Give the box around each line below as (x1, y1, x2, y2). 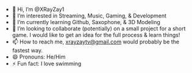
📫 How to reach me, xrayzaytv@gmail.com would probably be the (12, 38, 180, 45)
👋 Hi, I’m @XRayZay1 (12, 6, 65, 13)
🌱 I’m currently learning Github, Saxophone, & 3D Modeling (12, 19, 160, 25)
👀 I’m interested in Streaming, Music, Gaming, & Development (12, 12, 166, 19)
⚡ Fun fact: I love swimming (12, 60, 82, 67)
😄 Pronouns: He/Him (12, 53, 66, 60)
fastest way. (12, 47, 43, 54)
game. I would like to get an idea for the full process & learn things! (12, 31, 180, 39)
